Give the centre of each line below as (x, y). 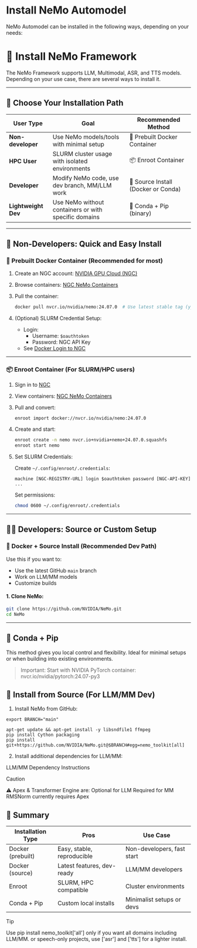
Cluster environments (155, 886)
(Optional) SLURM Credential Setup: (58, 319)
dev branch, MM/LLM (82, 185)
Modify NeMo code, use (86, 178)
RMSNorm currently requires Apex (48, 796)
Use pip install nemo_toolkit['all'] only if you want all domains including (91, 933)
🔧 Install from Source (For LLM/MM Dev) (81, 694)
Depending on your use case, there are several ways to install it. (84, 79)
